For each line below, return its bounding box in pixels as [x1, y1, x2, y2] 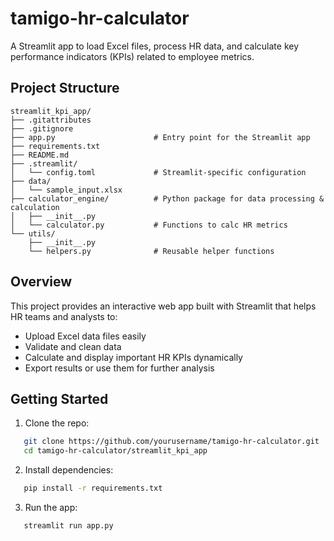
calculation [10, 202, 60, 212]
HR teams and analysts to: [10, 310, 118, 322]
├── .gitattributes [10, 115, 92, 125]
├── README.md [10, 150, 70, 160]
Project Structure [10, 80, 120, 97]
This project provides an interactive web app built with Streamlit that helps [10, 300, 317, 312]
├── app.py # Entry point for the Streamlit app [10, 132, 311, 142]
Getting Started [10, 390, 109, 407]
